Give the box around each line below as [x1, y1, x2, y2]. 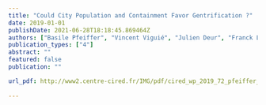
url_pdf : [8, 77, 37, 85]
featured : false [8, 56, 62, 64]
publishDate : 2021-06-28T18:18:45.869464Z [8, 26, 150, 34]
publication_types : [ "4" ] [8, 41, 93, 49]
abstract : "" [8, 48, 51, 56]
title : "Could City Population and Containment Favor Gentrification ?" [8, 11, 253, 20]
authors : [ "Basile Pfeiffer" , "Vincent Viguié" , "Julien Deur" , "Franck [8, 33, 253, 42]
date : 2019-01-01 [8, 19, 66, 27]
